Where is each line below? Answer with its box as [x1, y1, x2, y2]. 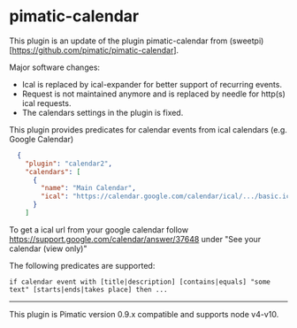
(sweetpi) [229, 35, 264, 46]
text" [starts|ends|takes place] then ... [9, 285, 168, 294]
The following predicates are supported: [9, 260, 156, 271]
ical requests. [21, 97, 72, 108]
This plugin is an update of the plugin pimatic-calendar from [9, 35, 228, 46]
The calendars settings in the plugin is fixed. [21, 107, 184, 118]
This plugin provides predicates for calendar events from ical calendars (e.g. [9, 124, 287, 134]
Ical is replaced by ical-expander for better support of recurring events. [21, 79, 283, 89]
